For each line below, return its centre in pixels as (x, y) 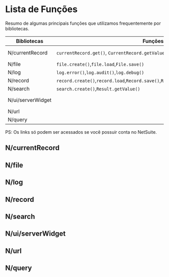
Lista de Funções (41, 9)
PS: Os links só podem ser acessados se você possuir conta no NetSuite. (81, 132)
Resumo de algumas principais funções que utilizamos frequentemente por (83, 23)
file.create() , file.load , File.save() (100, 64)
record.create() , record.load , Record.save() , (108, 80)
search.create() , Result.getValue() (98, 88)
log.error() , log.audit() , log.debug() (100, 72)
